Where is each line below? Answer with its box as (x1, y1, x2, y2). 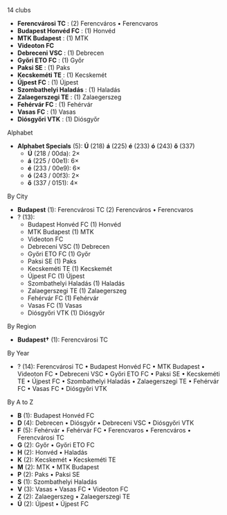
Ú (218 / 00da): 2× (27, 149, 80, 157)
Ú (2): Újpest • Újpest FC (17, 500, 89, 508)
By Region (7, 322, 37, 330)
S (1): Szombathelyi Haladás (17, 478, 98, 486)
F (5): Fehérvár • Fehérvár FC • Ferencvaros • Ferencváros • (17, 426, 192, 434)
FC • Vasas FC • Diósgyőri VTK (17, 385, 107, 392)
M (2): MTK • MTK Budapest (17, 463, 99, 471)
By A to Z (7, 398, 34, 406)
